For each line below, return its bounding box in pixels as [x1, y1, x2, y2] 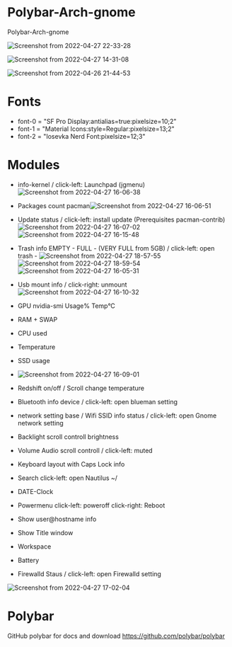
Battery [17, 556, 40, 564]
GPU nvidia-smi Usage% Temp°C [17, 302, 115, 310]
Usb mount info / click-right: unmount [17, 280, 127, 289]
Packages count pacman [17, 201, 91, 210]
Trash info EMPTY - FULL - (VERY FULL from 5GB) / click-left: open [17, 244, 215, 252]
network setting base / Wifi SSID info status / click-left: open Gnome [17, 411, 217, 420]
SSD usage [17, 356, 51, 365]
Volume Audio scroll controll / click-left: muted [17, 446, 153, 454]
